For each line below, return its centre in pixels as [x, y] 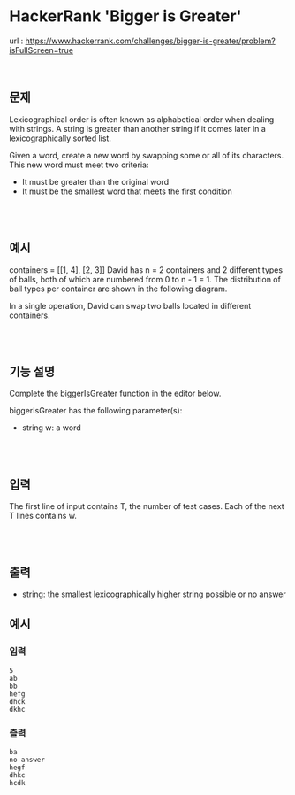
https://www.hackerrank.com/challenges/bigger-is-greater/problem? [150, 41]
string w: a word [51, 428]
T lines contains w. [43, 516]
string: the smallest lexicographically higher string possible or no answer [154, 594]
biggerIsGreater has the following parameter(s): [96, 411]
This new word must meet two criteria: [79, 165]
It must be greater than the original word [95, 181]
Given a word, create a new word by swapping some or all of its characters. [147, 155]
